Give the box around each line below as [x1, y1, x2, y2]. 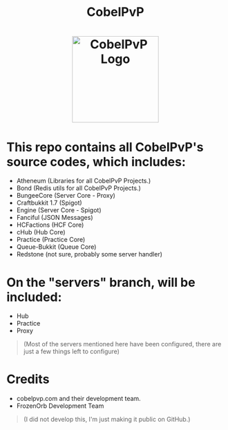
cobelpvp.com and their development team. [16, 395, 141, 403]
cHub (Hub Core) [16, 228, 66, 236]
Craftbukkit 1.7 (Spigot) [16, 198, 82, 207]
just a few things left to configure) [23, 347, 120, 356]
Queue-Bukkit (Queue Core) [16, 243, 97, 251]
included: [6, 289, 62, 305]
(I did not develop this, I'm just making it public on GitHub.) [23, 415, 191, 424]
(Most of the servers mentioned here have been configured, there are [23, 340, 222, 348]
